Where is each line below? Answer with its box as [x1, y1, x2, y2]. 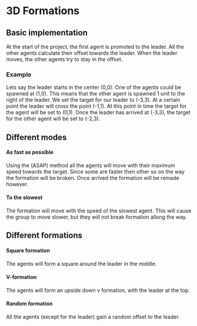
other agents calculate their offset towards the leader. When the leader [6, 50, 178, 57]
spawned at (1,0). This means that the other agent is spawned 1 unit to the [6, 90, 185, 97]
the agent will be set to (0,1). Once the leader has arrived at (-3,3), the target [6, 109, 191, 116]
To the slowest [6, 194, 43, 201]
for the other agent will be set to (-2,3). [6, 115, 101, 122]
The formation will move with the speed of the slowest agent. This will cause [6, 208, 192, 215]
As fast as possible [6, 149, 54, 156]
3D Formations [6, 4, 80, 18]
